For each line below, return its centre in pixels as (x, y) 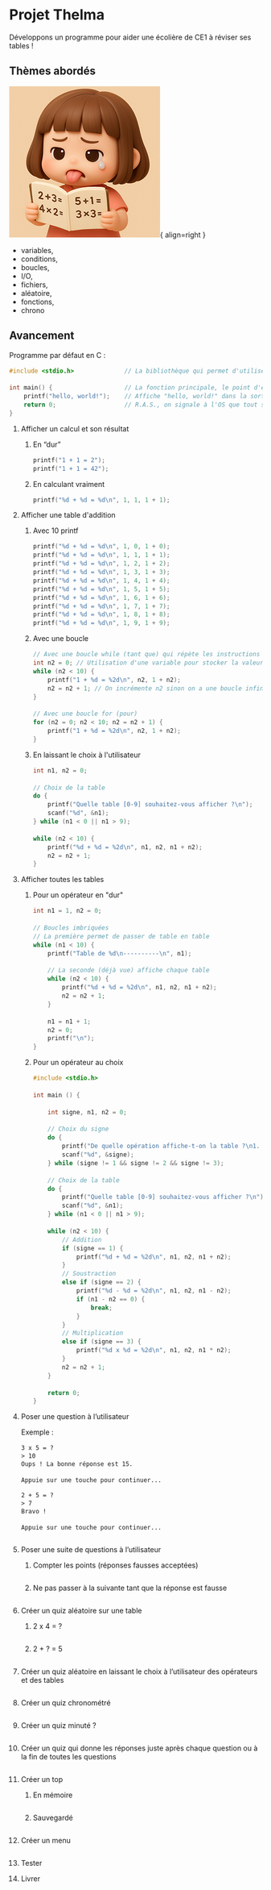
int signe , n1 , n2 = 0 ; (87, 1112)
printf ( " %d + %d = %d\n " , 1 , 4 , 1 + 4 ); (101, 581)
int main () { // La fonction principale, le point (130, 388)
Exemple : (37, 1432)
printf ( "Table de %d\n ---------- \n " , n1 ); (120, 953)
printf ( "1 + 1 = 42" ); (71, 468)
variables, (37, 250)
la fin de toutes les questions (68, 1757)
